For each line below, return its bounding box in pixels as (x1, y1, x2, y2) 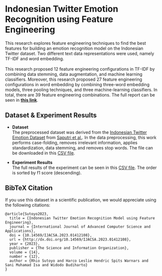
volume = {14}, (9, 250, 40, 255)
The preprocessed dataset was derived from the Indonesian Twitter (12, 129, 147, 135)
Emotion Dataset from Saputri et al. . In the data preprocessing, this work (12, 134, 157, 140)
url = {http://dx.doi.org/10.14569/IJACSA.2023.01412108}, (9, 237, 131, 242)
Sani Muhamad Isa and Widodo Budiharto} (5, 262, 88, 267)
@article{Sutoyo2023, (5, 211, 49, 216)
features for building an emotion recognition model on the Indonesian (5, 45, 144, 51)
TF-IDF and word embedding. (5, 55, 65, 61)
